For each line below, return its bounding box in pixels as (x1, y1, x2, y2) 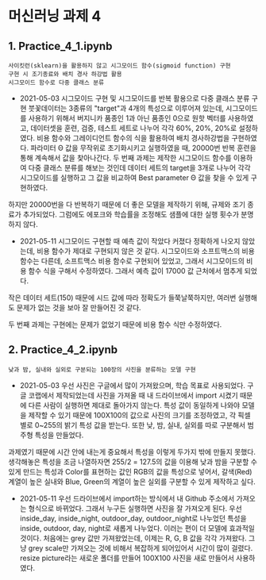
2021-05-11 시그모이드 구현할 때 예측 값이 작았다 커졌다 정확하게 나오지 (19, 236, 241, 246)
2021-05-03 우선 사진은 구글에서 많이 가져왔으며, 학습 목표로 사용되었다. (19, 380, 246, 390)
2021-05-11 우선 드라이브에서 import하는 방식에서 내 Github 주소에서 (19, 494, 235, 503)
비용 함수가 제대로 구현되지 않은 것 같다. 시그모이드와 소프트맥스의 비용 (37, 247, 256, 255)
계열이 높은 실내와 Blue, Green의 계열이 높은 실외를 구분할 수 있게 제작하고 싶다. (8, 477, 256, 486)
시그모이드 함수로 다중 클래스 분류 (8, 79, 105, 86)
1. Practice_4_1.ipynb (8, 39, 113, 52)
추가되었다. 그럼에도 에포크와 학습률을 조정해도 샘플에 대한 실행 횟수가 (22, 209, 240, 219)
